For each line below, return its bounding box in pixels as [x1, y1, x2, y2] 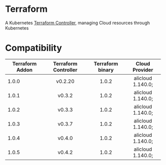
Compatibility [5, 42, 62, 54]
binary [98, 66, 114, 73]
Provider [132, 66, 154, 73]
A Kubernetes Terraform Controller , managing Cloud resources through [5, 20, 150, 26]
